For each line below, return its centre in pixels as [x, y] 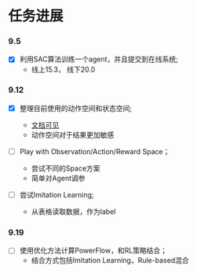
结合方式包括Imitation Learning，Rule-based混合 [110, 260]
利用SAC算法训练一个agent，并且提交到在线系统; [98, 59]
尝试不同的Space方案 [66, 168]
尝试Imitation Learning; [57, 194]
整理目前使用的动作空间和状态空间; [76, 108]
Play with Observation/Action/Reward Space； [95, 151]
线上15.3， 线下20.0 [63, 69]
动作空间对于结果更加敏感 [73, 135]
